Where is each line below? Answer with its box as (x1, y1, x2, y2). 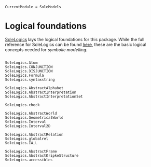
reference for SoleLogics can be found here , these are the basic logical (5, 42, 147, 47)
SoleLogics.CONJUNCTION (5, 64, 53, 70)
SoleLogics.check (5, 102, 40, 107)
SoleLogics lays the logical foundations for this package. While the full (5, 36, 145, 42)
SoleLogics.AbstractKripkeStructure (5, 153, 79, 158)
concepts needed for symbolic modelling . (5, 46, 88, 53)
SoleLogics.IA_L (5, 140, 38, 145)
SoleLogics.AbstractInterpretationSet (5, 94, 83, 99)
